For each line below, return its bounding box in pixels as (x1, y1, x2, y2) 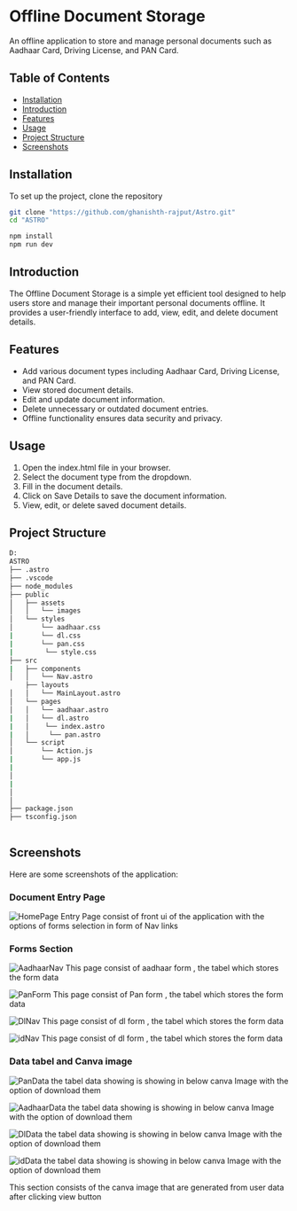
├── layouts (25, 681, 69, 690)
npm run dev (9, 240, 53, 249)
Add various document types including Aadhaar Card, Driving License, (21, 365, 280, 376)
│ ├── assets (9, 598, 66, 607)
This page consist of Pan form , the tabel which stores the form (52, 989, 284, 1000)
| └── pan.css (9, 639, 86, 648)
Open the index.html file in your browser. (21, 462, 171, 473)
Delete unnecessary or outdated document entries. (21, 403, 209, 414)
